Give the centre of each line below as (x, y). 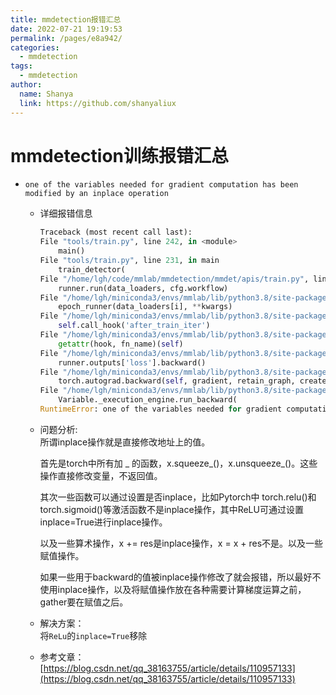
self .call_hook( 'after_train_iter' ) (134, 326)
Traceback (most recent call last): (116, 232)
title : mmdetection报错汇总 (66, 19)
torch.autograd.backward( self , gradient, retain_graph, (177, 381)
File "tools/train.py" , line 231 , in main (129, 261)
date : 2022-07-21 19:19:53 (66, 29)
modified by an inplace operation (96, 194)
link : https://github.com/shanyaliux (98, 103)
